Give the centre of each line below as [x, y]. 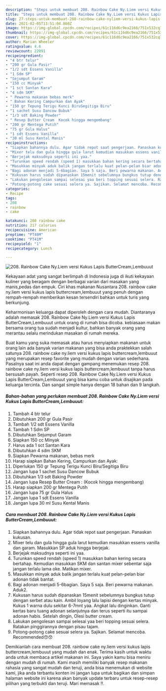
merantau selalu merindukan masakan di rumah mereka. [63, 333]
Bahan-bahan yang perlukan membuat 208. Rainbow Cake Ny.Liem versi [83, 396]
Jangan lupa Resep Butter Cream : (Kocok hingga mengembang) [78, 482]
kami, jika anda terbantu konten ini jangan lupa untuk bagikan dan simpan [80, 673]
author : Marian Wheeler [30, 42]
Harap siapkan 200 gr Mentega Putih [50, 487]
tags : [11, 198]
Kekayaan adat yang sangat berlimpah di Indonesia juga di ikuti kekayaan [80, 276]
